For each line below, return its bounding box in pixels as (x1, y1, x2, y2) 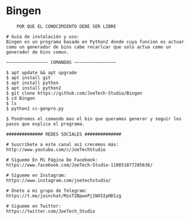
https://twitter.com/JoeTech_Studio (6, 208, 95, 214)
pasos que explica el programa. (6, 121, 85, 127)
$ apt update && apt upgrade (6, 69, 77, 76)
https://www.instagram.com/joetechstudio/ (6, 177, 111, 183)
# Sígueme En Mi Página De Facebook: (6, 157, 98, 163)
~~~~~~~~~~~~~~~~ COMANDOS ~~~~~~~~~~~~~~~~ (6, 59, 116, 65)
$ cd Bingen (6, 95, 35, 101)
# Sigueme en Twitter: (6, 203, 61, 209)
